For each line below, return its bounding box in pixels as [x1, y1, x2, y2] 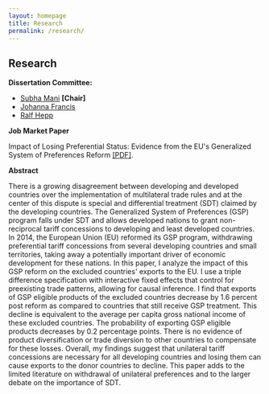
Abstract [8, 166, 39, 175]
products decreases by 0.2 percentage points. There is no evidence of [8, 326, 243, 336]
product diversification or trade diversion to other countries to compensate [8, 335, 257, 345]
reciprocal [8, 224, 42, 234]
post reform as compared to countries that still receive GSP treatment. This [8, 301, 258, 310]
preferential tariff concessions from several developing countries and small [8, 241, 258, 251]
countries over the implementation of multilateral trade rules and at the [8, 190, 243, 199]
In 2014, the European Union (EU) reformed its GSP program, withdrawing [8, 232, 253, 242]
